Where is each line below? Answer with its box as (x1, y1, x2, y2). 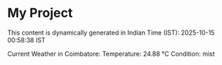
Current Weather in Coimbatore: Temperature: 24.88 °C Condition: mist (7, 49, 215, 58)
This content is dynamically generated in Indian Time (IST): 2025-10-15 (7, 28, 215, 37)
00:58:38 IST (7, 35, 46, 44)
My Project (7, 5, 73, 21)
